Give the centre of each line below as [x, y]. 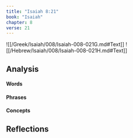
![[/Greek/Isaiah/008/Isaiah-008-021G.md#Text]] [65, 44]
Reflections [28, 129]
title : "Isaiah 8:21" [33, 11]
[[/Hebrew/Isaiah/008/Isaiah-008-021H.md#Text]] [67, 51]
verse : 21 [18, 28]
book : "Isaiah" [25, 17]
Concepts [18, 111]
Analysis [23, 69]
